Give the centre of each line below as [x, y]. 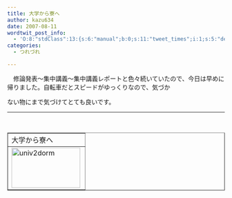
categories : [24, 46]
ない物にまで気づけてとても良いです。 [61, 101]
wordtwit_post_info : [37, 33]
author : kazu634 [30, 20]
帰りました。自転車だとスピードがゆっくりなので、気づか [89, 87]
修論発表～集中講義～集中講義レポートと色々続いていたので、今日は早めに [119, 78]
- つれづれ [27, 52]
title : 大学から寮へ [33, 13]
